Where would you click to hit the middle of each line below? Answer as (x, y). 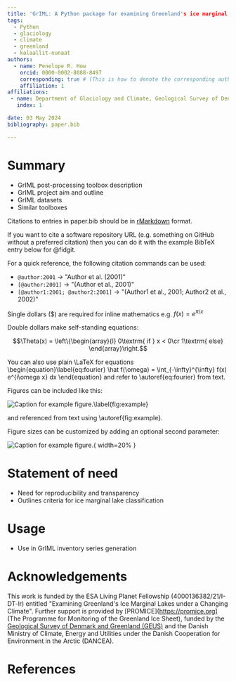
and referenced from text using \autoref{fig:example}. (85, 418)
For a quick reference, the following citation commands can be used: (107, 263)
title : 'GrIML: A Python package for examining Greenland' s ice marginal (118, 14)
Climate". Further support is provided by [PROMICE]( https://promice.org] (112, 611)
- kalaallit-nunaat (42, 53)
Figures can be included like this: (55, 391)
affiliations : (28, 92)
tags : (15, 20)
